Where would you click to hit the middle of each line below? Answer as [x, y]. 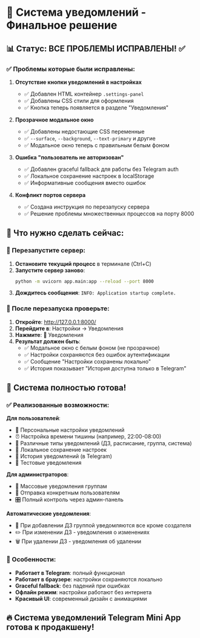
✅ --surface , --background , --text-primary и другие [90, 138]
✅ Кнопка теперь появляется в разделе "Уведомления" [96, 107]
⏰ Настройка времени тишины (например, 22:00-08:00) [88, 437]
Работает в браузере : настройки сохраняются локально [88, 579]
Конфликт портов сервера [50, 195]
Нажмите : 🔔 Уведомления [49, 335]
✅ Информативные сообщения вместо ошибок [85, 182]
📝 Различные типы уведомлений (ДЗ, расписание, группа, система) [103, 443]
